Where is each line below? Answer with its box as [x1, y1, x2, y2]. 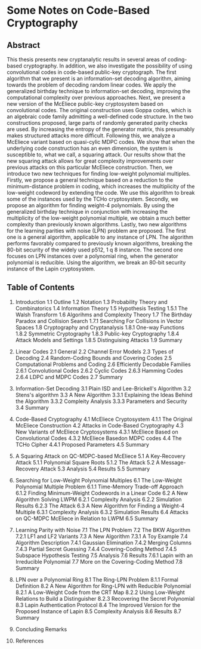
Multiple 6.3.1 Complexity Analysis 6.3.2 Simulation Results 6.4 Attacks [15, 508, 188, 515]
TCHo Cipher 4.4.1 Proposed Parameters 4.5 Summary [15, 441, 150, 448]
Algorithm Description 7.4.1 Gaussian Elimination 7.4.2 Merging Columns [15, 539, 192, 546]
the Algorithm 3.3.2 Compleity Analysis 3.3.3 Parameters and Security [15, 398, 187, 405]
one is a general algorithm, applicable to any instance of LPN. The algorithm [7, 233, 193, 241]
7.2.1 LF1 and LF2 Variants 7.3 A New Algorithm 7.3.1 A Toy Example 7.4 [15, 533, 188, 540]
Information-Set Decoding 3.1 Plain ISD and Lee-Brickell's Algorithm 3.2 [15, 385, 191, 392]
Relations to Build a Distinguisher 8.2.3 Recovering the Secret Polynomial [15, 595, 195, 602]
